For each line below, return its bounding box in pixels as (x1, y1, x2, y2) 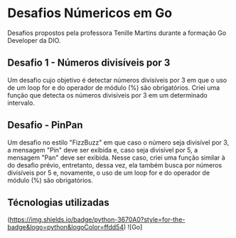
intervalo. (7, 98, 36, 107)
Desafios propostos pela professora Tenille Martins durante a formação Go (7, 29, 227, 37)
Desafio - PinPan (7, 119, 83, 131)
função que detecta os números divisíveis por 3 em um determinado (7, 90, 208, 99)
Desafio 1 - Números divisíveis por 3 (7, 57, 171, 69)
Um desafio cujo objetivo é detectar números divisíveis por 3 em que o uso (7, 76, 227, 84)
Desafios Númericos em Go (7, 5, 173, 21)
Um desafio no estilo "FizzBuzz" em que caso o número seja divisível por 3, (7, 138, 230, 147)
